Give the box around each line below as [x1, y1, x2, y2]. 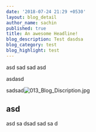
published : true [6, 25, 46, 32]
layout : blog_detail [6, 14, 57, 20]
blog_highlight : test [6, 48, 60, 54]
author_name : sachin [6, 20, 57, 26]
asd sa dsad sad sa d [6, 120, 58, 127]
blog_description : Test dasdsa [6, 36, 84, 42]
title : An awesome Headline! [6, 31, 78, 37]
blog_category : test [6, 42, 57, 48]
